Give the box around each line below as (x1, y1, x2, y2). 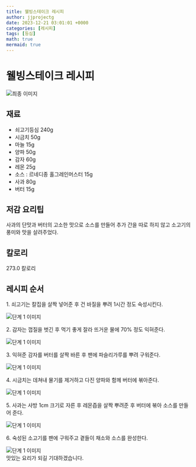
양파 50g (14, 148, 36, 155)
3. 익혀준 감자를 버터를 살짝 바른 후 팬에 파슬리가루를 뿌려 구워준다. (6, 351, 161, 358)
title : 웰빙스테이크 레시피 (6, 8, 64, 15)
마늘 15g (14, 141, 35, 148)
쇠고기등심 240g (14, 126, 53, 133)
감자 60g (14, 156, 36, 163)
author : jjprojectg (6, 14, 54, 20)
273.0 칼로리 (6, 265, 36, 272)
